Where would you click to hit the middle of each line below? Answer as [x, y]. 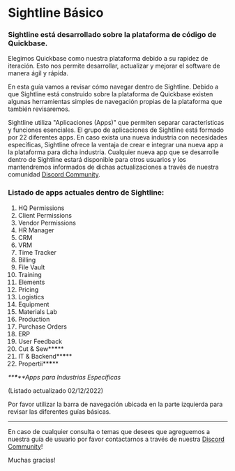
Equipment [33, 304]
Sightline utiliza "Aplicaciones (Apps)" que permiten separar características [116, 123]
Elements [31, 282]
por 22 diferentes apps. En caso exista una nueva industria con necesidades [117, 137]
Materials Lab [38, 311]
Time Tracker [37, 252]
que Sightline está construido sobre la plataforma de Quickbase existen [111, 94]
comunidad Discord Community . [54, 174]
